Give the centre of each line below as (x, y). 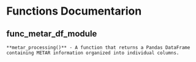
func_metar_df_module (52, 34)
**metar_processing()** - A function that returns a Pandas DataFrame (98, 47)
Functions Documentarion (74, 11)
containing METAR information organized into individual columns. (93, 53)
